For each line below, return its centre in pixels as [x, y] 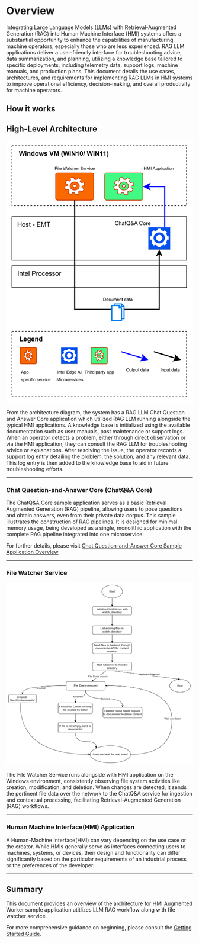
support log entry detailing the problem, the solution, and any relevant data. [98, 456]
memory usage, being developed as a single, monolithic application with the [99, 528]
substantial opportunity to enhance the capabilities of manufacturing [90, 40]
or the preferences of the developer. [50, 865]
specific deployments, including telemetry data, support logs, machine [92, 65]
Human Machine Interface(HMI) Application [70, 827]
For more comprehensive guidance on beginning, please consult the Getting [99, 928]
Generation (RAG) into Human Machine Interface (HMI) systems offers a [94, 33]
